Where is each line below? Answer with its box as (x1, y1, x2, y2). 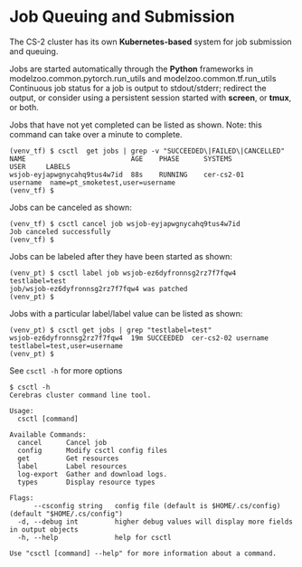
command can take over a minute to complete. (9, 128, 183, 139)
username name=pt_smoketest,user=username (9, 178, 176, 187)
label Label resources (17, 461, 127, 471)
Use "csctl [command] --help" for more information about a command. (9, 549, 278, 558)
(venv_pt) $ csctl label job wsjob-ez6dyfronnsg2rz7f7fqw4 (9, 269, 237, 278)
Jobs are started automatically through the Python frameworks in (9, 63, 253, 74)
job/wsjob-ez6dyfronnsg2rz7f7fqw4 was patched (9, 284, 188, 293)
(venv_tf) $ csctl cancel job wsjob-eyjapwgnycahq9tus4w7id (9, 219, 241, 228)
